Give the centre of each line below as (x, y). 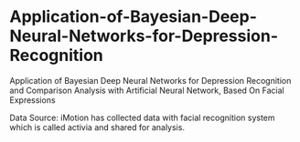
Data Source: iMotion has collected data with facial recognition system (143, 117)
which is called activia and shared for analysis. (97, 127)
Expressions (33, 100)
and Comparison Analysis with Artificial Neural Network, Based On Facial (147, 90)
